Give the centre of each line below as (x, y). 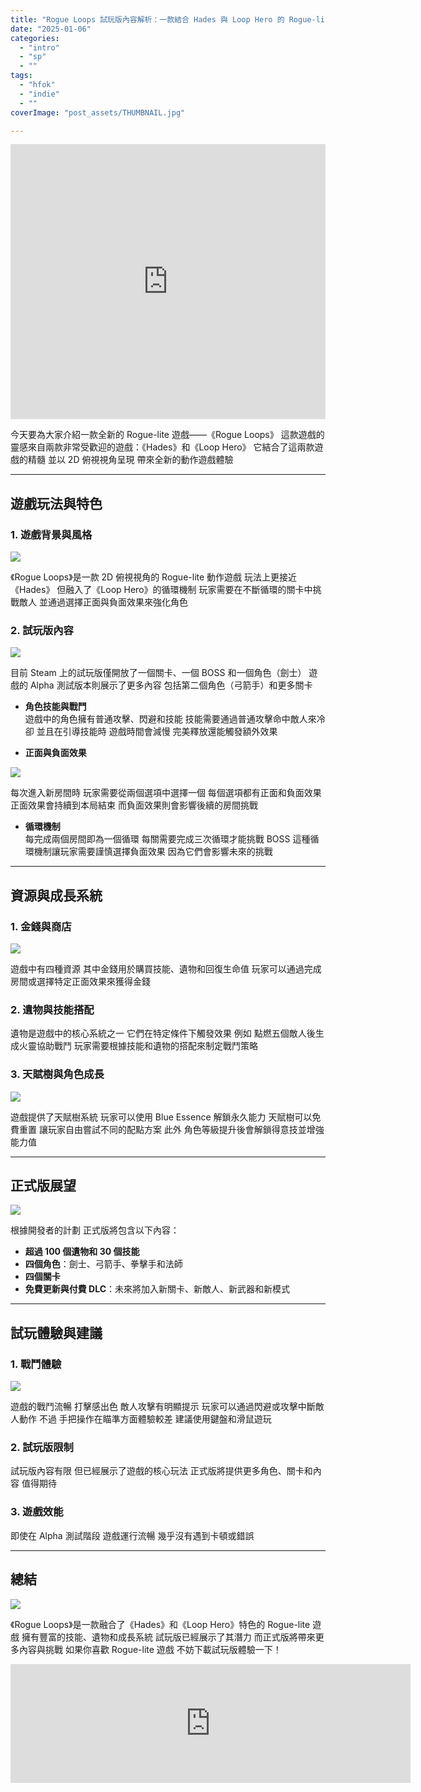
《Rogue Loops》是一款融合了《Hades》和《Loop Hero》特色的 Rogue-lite (160, 1624)
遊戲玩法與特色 (56, 503)
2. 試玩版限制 (42, 1448)
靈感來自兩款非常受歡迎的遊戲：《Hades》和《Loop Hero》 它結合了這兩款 (162, 447)
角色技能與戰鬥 (55, 707)
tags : (21, 76)
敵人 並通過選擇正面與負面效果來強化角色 (103, 602)
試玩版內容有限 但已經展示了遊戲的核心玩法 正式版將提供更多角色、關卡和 (161, 1471)
